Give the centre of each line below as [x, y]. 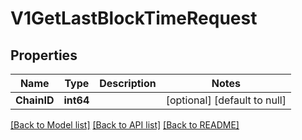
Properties [44, 55]
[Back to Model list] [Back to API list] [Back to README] [125, 125]
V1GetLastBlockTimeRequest [134, 18]
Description [128, 83]
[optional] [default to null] [226, 100]
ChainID [35, 100]
